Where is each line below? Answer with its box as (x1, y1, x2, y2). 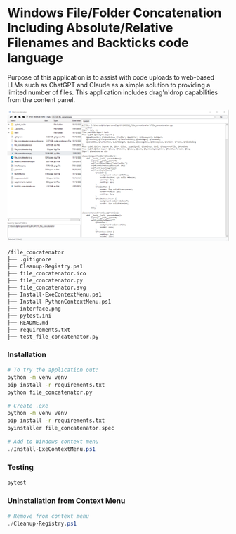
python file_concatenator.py (7, 389, 93, 396)
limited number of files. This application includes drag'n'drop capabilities (7, 88, 218, 97)
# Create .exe (7, 402, 49, 409)
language (7, 50, 64, 66)
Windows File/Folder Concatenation (7, 5, 222, 21)
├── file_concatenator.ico (7, 270, 86, 277)
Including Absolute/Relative (7, 20, 173, 36)
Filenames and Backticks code (7, 35, 189, 51)
